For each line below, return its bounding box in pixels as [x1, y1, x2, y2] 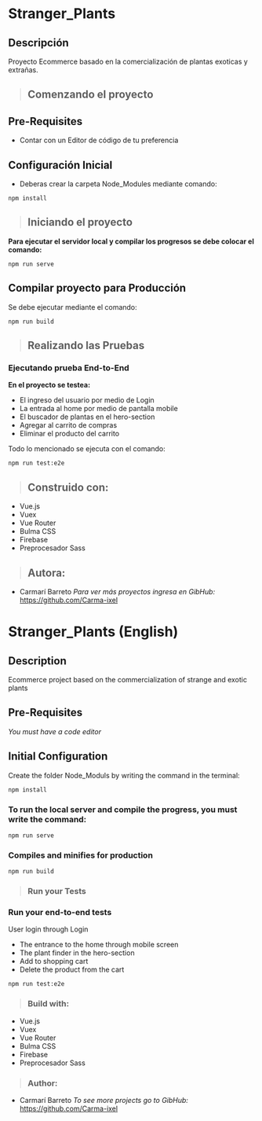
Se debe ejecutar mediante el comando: [8, 302, 137, 311]
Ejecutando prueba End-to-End [8, 362, 129, 373]
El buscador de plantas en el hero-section [19, 412, 155, 421]
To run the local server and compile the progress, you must [8, 803, 238, 814]
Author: [27, 1078, 58, 1089]
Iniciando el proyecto [27, 215, 133, 229]
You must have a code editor [8, 726, 102, 736]
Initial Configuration [8, 750, 108, 763]
